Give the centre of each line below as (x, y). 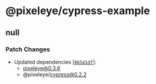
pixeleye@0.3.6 (42, 68)
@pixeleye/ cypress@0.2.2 (54, 74)
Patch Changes (28, 49)
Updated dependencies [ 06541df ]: (55, 62)
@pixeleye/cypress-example (78, 11)
